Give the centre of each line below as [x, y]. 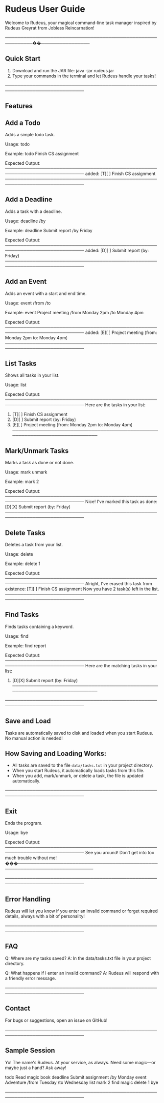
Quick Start [23, 59]
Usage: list [16, 385]
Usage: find [17, 636]
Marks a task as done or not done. [40, 463]
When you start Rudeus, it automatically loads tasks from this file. [78, 771]
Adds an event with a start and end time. [46, 293]
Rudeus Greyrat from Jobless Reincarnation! [50, 28]
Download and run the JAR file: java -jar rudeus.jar [63, 70]
